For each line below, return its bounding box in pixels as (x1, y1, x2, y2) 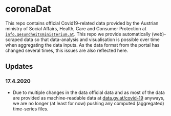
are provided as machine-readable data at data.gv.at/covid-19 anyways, (12, 94, 165, 101)
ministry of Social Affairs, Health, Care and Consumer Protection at (5, 25, 147, 31)
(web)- (152, 31, 166, 37)
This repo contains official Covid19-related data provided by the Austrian (5, 20, 159, 26)
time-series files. (12, 106, 49, 112)
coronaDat (5, 3, 51, 15)
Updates (5, 62, 33, 71)
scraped (5, 36, 23, 43)
